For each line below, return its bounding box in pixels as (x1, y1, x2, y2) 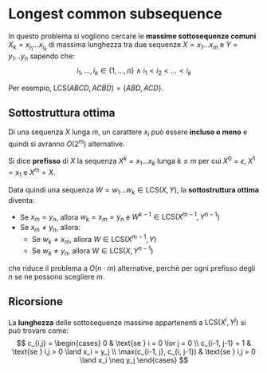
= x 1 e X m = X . (8, 166, 56, 179)
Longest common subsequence (8, 5, 222, 23)
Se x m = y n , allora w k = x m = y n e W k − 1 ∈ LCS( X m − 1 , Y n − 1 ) (19, 211, 221, 224)
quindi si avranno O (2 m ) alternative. (8, 137, 125, 149)
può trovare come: (8, 326, 69, 335)
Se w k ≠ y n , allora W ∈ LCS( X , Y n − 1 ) (31, 244, 154, 257)
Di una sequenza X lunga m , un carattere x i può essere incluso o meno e (8, 127, 248, 139)
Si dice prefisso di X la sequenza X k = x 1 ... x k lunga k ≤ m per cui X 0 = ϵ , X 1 (8, 154, 256, 168)
